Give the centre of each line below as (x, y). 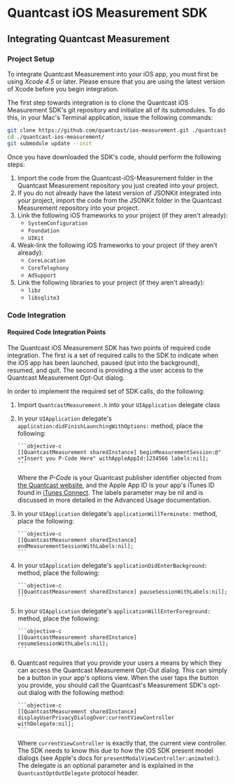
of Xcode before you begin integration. (63, 88)
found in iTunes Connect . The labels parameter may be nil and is (110, 492)
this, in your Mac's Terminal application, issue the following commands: (110, 117)
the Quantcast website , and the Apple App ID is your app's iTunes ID (116, 485)
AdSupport (42, 275)
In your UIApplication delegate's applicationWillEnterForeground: (114, 611)
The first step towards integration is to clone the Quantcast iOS (98, 102)
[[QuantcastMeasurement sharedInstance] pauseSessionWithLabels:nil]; (122, 592)
